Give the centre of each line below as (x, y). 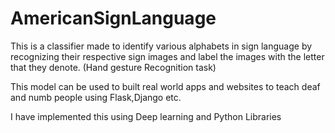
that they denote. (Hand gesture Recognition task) (113, 67)
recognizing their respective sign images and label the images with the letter (167, 56)
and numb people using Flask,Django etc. (96, 97)
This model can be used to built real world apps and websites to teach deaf (165, 86)
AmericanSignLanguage (113, 18)
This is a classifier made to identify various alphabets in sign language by (161, 46)
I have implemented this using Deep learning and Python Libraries (146, 116)
